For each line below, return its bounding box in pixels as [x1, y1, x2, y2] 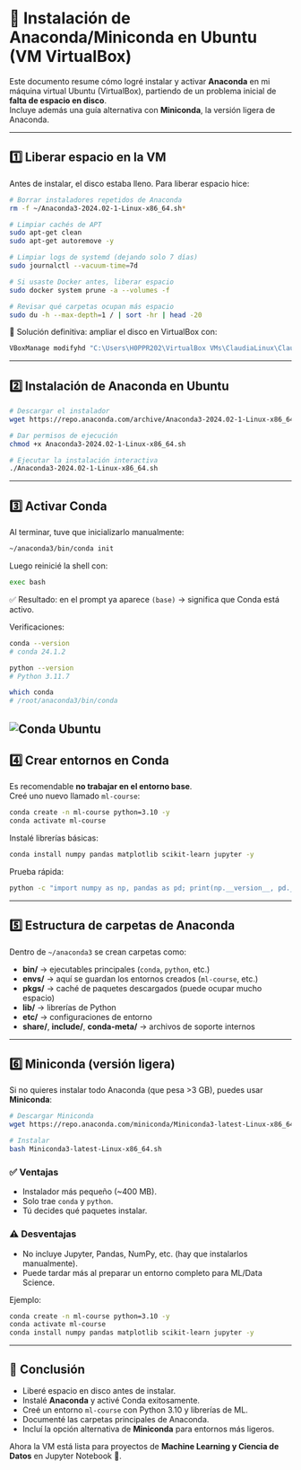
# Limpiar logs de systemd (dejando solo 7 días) [9, 253, 199, 262]
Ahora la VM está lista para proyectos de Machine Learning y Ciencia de [9, 1440, 279, 1451]
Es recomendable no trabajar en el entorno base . [9, 781, 193, 792]
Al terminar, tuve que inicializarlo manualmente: [9, 527, 185, 538]
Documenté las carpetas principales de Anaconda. [21, 1413, 210, 1424]
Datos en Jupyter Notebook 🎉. [9, 1450, 123, 1461]
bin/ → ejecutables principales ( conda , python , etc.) [21, 964, 211, 974]
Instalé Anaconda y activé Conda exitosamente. [21, 1395, 200, 1405]
